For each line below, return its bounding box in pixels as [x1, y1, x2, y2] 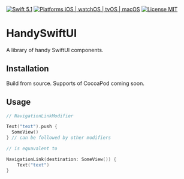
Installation [6, 63, 49, 74]
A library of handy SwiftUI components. [6, 46, 104, 53]
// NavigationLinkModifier [6, 113, 74, 119]
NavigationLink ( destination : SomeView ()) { [6, 156, 117, 162]
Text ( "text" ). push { [6, 123, 58, 130]
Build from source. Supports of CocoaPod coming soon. [6, 80, 145, 87]
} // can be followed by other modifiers [6, 135, 111, 141]
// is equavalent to [6, 145, 58, 152]
